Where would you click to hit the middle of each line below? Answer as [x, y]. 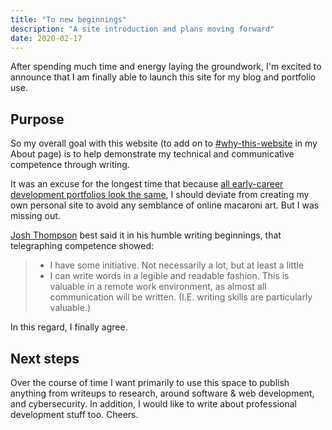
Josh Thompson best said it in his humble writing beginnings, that [146, 235]
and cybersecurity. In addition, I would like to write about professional [153, 404]
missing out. [35, 216]
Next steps [45, 358]
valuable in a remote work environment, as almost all [158, 287]
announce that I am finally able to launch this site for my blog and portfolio [163, 77]
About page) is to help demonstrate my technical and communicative [152, 154]
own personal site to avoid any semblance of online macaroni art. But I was [165, 205]
